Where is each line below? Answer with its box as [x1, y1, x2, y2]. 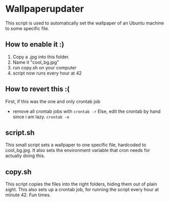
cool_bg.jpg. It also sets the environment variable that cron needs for [5, 147, 151, 154]
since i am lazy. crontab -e [12, 113, 70, 120]
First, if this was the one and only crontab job [5, 98, 101, 105]
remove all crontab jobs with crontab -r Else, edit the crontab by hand [12, 108, 161, 114]
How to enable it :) [5, 40, 64, 49]
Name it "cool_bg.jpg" [12, 59, 60, 65]
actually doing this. [5, 153, 45, 159]
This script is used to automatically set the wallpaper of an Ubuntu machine [5, 20, 164, 26]
